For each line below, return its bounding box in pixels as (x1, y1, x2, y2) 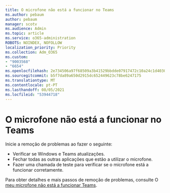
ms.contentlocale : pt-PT (5, 82, 58, 87)
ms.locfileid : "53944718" (5, 92, 60, 97)
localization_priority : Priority (5, 45, 76, 50)
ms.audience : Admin (5, 26, 47, 31)
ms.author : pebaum (5, 12, 44, 17)
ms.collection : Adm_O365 (5, 50, 58, 55)
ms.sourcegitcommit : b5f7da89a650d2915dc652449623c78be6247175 (5, 73, 142, 78)
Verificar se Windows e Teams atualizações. (12, 151, 105, 157)
